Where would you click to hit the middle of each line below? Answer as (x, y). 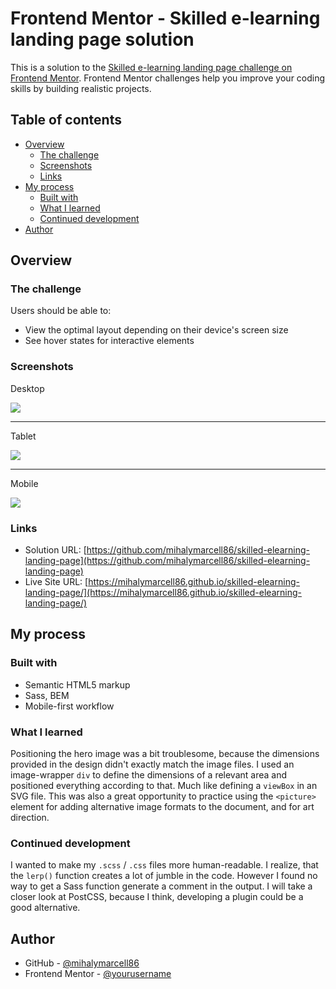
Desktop (27, 388)
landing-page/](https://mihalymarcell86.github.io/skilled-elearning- (163, 593)
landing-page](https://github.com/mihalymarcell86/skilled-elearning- (167, 561)
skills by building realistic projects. (81, 88)
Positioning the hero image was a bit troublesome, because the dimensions (165, 754)
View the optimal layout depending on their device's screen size (156, 330)
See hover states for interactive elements (109, 341)
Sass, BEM (47, 695)
